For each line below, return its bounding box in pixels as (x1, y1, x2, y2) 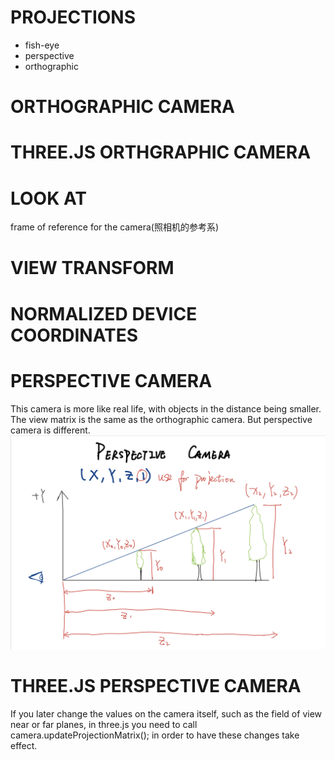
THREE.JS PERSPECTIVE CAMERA (10, 675, 302, 698)
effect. (10, 740, 38, 752)
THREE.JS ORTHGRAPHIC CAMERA (10, 141, 312, 164)
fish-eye (24, 39, 60, 51)
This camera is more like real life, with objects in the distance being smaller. (10, 402, 322, 415)
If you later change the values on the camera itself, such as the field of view (10, 708, 323, 720)
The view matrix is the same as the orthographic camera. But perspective (10, 413, 313, 425)
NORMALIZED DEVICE (10, 302, 198, 325)
